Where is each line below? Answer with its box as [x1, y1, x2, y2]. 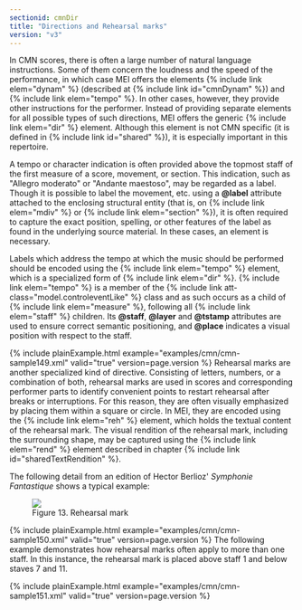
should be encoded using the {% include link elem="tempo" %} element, [9, 263, 280, 274]
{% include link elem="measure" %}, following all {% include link [9, 301, 251, 312]
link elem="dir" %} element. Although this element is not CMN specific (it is [9, 122, 290, 133]
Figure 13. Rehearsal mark [32, 508, 129, 519]
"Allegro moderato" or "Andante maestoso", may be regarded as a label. [9, 178, 277, 189]
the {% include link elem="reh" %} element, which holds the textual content [9, 415, 292, 426]
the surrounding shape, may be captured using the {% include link [9, 434, 256, 445]
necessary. [9, 236, 52, 247]
